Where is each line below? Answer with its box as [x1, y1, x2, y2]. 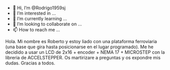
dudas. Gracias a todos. [5, 60, 55, 66]
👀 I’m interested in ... [12, 10, 56, 16]
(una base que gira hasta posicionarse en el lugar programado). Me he [5, 44, 154, 50]
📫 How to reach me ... [12, 27, 60, 32]
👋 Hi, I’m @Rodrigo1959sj [12, 5, 66, 11]
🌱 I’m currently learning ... [12, 16, 67, 21]
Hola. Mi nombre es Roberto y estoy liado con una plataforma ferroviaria [5, 39, 157, 44]
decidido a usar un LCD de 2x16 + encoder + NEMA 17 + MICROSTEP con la [5, 49, 165, 55]
